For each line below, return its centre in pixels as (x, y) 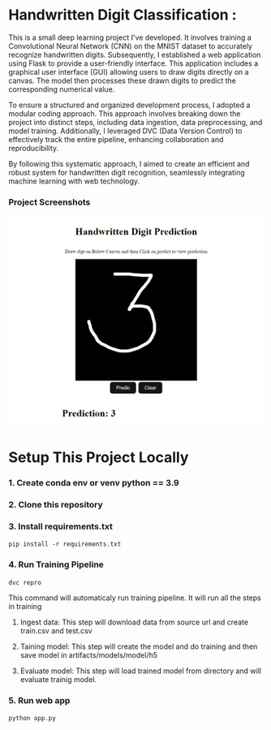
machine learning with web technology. (74, 181)
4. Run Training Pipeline (56, 564)
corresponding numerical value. (62, 89)
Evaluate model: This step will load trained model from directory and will (141, 671)
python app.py (32, 719)
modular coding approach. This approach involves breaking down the (125, 113)
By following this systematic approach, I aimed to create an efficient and (129, 163)
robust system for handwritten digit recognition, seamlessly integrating (127, 172)
